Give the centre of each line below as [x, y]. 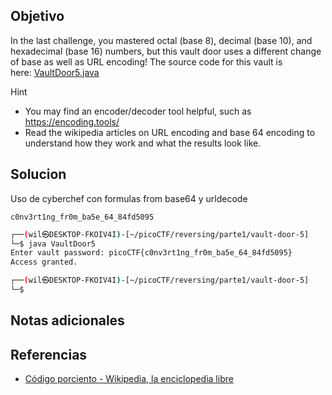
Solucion [38, 174]
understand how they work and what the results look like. [143, 143]
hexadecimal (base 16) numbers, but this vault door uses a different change [166, 51]
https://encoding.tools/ [72, 121]
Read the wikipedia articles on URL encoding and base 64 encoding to [170, 132]
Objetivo [37, 16]
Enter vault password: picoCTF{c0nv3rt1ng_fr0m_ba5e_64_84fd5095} [151, 253]
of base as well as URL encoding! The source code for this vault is [146, 61]
